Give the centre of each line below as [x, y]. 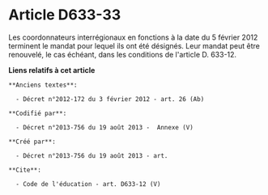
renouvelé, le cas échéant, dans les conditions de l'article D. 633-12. [123, 54]
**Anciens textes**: [43, 85]
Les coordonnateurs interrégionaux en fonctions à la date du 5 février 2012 [133, 37]
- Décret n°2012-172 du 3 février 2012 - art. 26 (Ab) [110, 99]
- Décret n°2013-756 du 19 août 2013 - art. [92, 155]
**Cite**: [25, 170]
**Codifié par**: [38, 113]
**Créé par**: [32, 142]
